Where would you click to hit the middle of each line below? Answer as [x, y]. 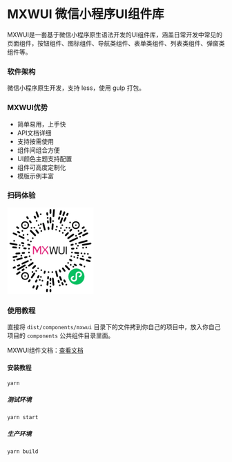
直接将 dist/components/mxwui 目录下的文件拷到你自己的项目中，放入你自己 [114, 327]
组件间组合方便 [38, 150]
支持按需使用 [35, 141]
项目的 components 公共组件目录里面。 [61, 335]
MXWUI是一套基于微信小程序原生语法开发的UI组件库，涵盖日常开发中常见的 [115, 35]
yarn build [23, 452]
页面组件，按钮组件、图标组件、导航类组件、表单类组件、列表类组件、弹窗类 [116, 43]
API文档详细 [34, 133]
